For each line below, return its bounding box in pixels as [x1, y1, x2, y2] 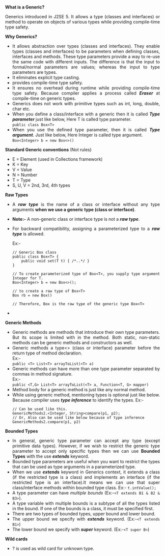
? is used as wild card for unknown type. [12, 546, 94, 551]
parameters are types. [12, 69, 57, 75]
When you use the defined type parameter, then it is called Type [12, 127, 160, 132]
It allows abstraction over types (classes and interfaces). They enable [12, 43, 160, 49]
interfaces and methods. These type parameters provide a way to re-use [12, 54, 160, 59]
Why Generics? [5, 34, 38, 39]
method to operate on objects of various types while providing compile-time [5, 19, 160, 25]
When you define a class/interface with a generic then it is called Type [12, 111, 160, 117]
